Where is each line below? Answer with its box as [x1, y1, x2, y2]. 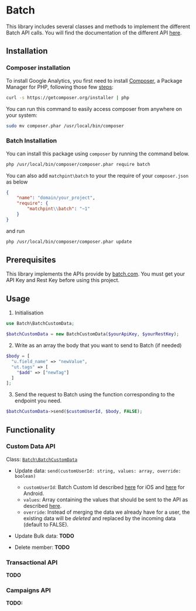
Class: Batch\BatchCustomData [6, 456, 78, 463]
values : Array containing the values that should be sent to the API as [23, 496, 188, 503]
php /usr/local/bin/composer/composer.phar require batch [6, 161, 150, 167]
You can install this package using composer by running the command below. [6, 150, 190, 157]
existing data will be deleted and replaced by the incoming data [23, 514, 176, 522]
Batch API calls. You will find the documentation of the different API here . [6, 29, 183, 36]
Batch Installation [6, 137, 57, 145]
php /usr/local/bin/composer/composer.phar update [6, 239, 132, 245]
